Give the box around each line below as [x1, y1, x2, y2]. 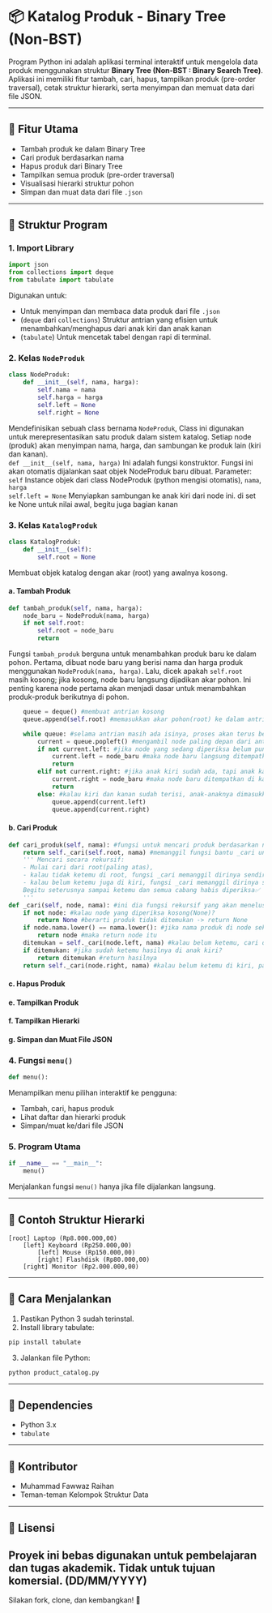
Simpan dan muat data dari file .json [19, 187, 143, 196]
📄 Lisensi [8, 1521, 55, 1534]
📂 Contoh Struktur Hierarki [8, 1212, 146, 1226]
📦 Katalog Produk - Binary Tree [8, 7, 227, 26]
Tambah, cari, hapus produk [19, 1104, 115, 1113]
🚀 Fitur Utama [8, 122, 79, 136]
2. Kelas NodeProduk [8, 352, 85, 363]
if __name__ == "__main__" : [8, 1160, 104, 1168]
